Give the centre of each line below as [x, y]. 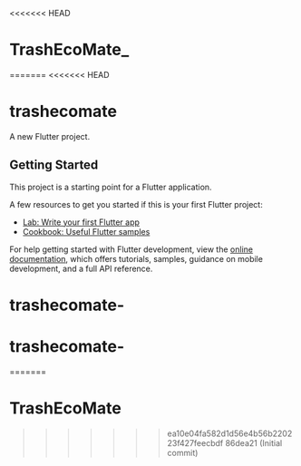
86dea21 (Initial [254, 442]
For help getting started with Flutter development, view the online [131, 249]
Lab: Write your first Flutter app [81, 222]
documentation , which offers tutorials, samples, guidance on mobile [136, 258]
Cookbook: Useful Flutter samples [86, 231]
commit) [183, 452]
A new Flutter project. [50, 136]
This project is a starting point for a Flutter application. [111, 187]
